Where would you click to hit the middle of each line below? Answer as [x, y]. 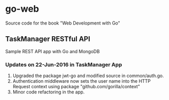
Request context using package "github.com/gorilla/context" [76, 87]
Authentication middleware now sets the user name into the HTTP [82, 81]
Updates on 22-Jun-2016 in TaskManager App [64, 64]
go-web [22, 9]
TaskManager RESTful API [48, 39]
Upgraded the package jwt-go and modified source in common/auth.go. [88, 76]
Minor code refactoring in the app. [49, 92]
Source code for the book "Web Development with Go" [63, 23]
